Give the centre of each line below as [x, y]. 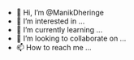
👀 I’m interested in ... [50, 21]
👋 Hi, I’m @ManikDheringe [60, 13]
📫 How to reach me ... [54, 47]
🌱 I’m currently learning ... [59, 30]
